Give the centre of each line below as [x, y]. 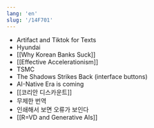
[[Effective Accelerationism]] [57, 62]
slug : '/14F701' [30, 20]
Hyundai [28, 47]
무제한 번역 [31, 100]
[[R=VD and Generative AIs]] [57, 117]
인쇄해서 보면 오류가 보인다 [52, 109]
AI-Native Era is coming [50, 84]
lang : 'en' [22, 13]
